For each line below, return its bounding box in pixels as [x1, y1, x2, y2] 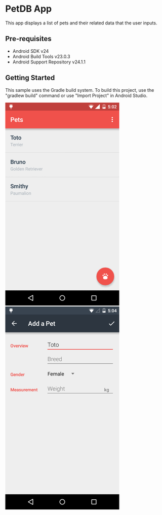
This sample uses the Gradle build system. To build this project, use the [5, 87, 154, 93]
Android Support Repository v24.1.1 [12, 59, 86, 65]
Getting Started [5, 74, 55, 82]
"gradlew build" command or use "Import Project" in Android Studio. [5, 92, 148, 98]
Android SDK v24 [12, 48, 49, 54]
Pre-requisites [5, 35, 52, 43]
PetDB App [5, 3, 52, 15]
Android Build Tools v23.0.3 [12, 53, 71, 59]
